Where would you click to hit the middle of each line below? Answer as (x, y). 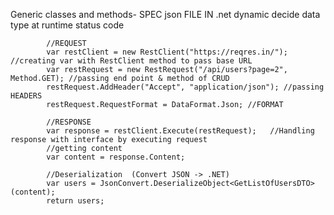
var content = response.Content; (116, 157)
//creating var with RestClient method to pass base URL (131, 61)
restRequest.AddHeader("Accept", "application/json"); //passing (185, 87)
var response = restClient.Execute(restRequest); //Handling (180, 131)
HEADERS (26, 96)
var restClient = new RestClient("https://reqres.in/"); (167, 52)
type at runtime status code (67, 25)
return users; (75, 201)
